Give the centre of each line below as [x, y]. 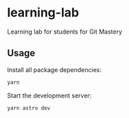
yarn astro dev [29, 108]
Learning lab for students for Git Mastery [64, 32]
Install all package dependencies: [54, 69]
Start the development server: [49, 95]
